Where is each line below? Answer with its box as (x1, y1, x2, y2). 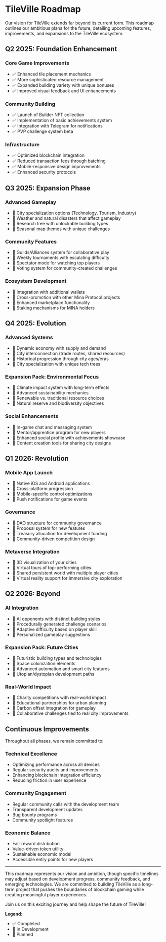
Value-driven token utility (12, 846, 64, 852)
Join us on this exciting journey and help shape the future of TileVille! (5, 901, 146, 907)
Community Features (5, 238, 57, 245)
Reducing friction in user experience (12, 777, 86, 783)
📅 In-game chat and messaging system (12, 424, 92, 430)
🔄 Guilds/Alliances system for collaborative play (12, 250, 110, 255)
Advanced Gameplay (5, 198, 57, 205)
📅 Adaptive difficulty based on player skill (12, 626, 97, 632)
